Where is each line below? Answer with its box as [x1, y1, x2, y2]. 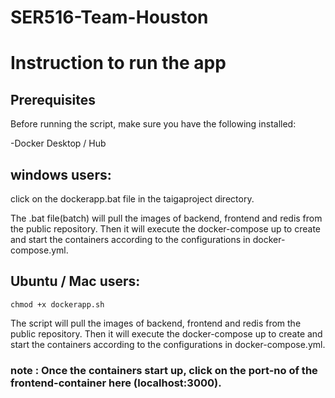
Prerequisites [10, 91, 96, 108]
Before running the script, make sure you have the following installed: [10, 118, 297, 130]
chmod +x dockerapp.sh [10, 299, 105, 310]
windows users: [10, 166, 112, 183]
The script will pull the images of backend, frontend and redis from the [10, 317, 302, 329]
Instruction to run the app [10, 52, 227, 75]
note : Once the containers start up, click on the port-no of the [10, 363, 318, 377]
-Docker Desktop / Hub [10, 137, 107, 150]
